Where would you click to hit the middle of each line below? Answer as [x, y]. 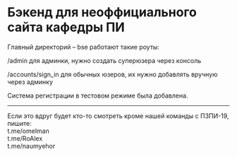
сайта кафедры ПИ [66, 27]
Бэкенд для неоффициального [102, 12]
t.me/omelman [28, 131]
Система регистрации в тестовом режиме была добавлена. [98, 95]
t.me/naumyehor [31, 146]
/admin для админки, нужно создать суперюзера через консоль [104, 60]
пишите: [19, 123]
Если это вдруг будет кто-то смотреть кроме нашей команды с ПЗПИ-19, [118, 116]
